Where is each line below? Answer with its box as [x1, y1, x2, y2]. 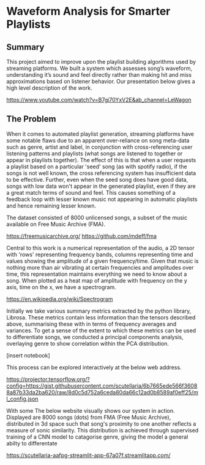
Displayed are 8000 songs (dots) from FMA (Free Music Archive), [6, 413, 171, 421]
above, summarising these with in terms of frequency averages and [6, 320, 177, 327]
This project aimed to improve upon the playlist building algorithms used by [6, 58, 196, 65]
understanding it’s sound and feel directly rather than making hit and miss [6, 71, 192, 78]
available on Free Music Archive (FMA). [6, 220, 106, 228]
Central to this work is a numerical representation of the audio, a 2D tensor [6, 244, 195, 251]
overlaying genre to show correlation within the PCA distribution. [6, 340, 170, 347]
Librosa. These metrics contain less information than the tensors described [6, 313, 196, 321]
